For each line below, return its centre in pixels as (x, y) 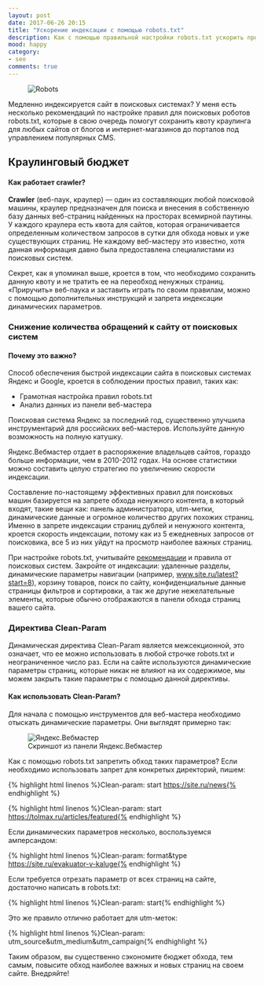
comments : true (33, 67)
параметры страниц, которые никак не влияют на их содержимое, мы (127, 670)
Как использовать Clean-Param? (64, 697)
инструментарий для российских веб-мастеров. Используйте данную (126, 428)
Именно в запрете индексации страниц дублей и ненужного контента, (127, 526)
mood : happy (27, 45)
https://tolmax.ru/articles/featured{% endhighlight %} (95, 816)
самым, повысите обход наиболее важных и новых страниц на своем (126, 965)
